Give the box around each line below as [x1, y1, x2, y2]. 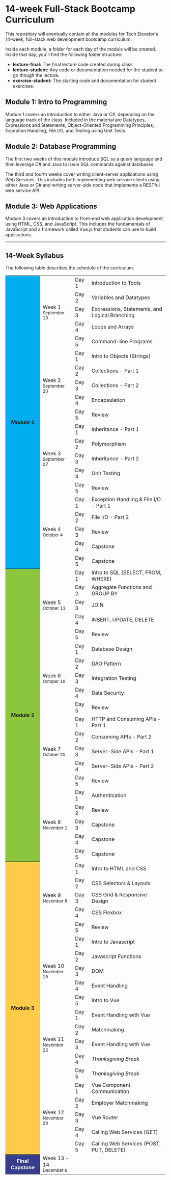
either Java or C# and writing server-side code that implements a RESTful [5, 182, 160, 188]
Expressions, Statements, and [91, 306, 163, 313]
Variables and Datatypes [91, 294, 150, 301]
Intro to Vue [91, 997, 120, 1004]
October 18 [42, 678, 66, 684]
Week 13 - [42, 1155, 69, 1162]
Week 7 [42, 746, 61, 753]
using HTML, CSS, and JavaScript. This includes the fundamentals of [5, 221, 150, 227]
